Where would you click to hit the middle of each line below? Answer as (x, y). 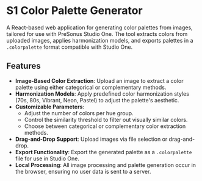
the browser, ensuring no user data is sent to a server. (83, 171)
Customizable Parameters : (49, 107)
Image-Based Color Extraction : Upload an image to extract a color (99, 80)
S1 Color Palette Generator (74, 11)
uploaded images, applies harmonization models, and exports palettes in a (100, 40)
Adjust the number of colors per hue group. (79, 113)
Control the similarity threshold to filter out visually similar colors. (106, 119)
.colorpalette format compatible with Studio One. (70, 47)
